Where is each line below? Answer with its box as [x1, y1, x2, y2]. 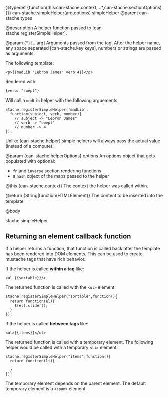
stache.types [5, 15, 33, 21]
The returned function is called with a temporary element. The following [5, 339, 154, 345]
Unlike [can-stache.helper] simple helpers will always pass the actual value [5, 138, 160, 144]
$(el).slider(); [14, 303, 49, 308]
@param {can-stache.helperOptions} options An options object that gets [5, 153, 155, 159]
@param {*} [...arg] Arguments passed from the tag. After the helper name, [5, 40, 160, 46]
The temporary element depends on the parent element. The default [5, 380, 146, 386]
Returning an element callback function [5, 232, 131, 241]
